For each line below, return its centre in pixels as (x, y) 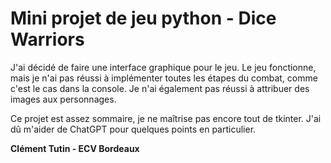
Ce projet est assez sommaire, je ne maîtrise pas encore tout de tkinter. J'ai (166, 118)
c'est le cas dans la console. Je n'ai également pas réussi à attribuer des (160, 88)
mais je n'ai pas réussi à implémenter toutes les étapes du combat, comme (164, 78)
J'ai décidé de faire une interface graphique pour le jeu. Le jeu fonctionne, (163, 67)
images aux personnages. (63, 99)
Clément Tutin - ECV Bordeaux (75, 148)
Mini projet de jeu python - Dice (143, 18)
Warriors (47, 39)
